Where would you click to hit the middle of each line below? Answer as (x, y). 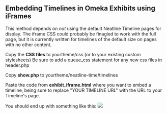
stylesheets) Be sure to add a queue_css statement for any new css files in (83, 60)
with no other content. (29, 45)
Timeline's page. (23, 95)
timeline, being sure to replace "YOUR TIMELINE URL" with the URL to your (83, 90)
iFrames (18, 16)
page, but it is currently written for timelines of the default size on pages (81, 39)
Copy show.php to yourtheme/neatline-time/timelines (62, 75)
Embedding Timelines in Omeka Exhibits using (80, 8)
